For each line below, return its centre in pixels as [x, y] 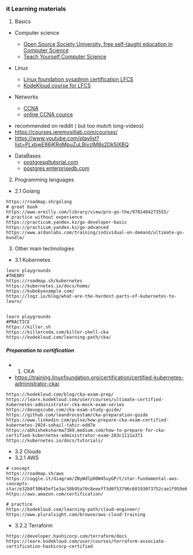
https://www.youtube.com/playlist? [57, 138]
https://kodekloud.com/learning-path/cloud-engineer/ [73, 510]
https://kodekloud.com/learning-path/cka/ [59, 338]
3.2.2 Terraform [33, 526]
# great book [22, 207]
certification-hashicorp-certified [50, 547]
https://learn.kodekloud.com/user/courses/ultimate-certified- [85, 400]
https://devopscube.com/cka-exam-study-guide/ [64, 410]
